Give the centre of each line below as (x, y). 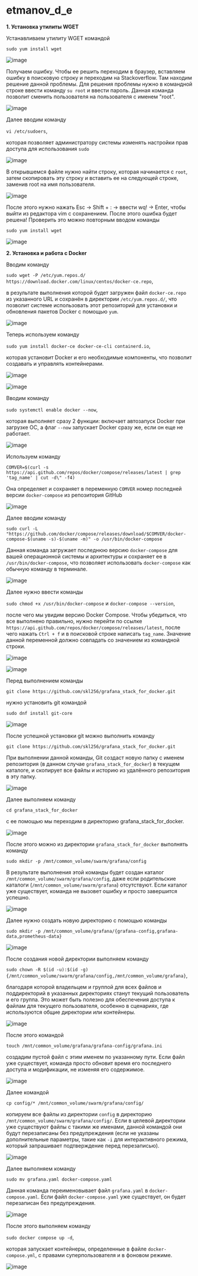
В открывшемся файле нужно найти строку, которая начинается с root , (97, 172)
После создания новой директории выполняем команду (77, 959)
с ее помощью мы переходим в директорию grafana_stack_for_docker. (95, 821)
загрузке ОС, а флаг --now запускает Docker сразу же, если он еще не (95, 427)
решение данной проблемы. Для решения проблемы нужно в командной (99, 84)
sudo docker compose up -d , (40, 1237)
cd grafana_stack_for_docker (42, 810)
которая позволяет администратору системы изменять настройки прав (97, 142)
